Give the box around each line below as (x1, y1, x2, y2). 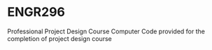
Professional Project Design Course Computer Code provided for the (7, 27, 205, 35)
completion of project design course (7, 34, 112, 42)
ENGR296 (7, 4, 65, 20)
